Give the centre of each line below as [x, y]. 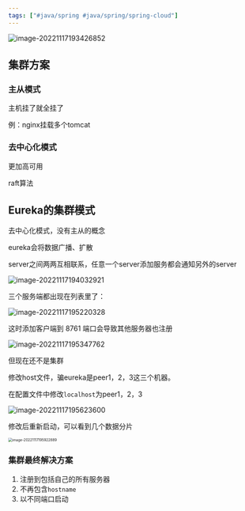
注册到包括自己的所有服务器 [65, 479]
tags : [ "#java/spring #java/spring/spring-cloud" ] [93, 15]
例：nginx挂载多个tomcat [49, 125]
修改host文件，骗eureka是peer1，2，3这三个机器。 [92, 377]
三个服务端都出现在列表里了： [57, 297]
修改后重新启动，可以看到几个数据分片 [70, 426]
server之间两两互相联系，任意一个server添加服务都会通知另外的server [122, 264]
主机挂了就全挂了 [36, 108]
